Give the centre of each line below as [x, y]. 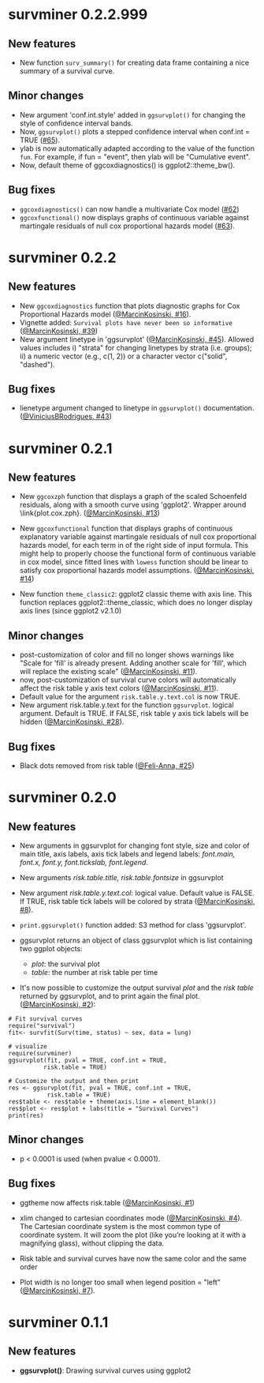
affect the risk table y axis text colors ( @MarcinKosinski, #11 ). [119, 688]
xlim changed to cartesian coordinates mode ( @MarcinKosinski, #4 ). [131, 1218]
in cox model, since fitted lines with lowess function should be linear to [134, 562]
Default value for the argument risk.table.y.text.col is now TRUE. [130, 697]
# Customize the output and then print [74, 1081]
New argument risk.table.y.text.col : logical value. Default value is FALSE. [137, 893]
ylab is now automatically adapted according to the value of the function [137, 148]
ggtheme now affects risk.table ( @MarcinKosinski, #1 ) [107, 1202]
